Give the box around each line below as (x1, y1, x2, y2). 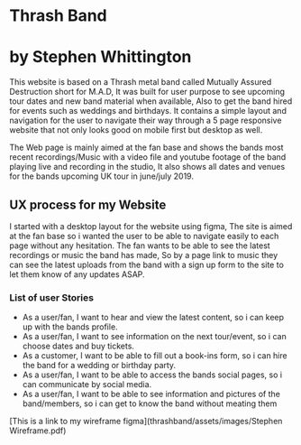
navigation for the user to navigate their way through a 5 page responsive (9, 115, 282, 126)
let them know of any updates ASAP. (9, 268, 146, 280)
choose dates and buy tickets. (22, 340, 135, 352)
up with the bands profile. (22, 321, 119, 332)
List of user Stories (9, 291, 95, 303)
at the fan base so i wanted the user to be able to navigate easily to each (9, 230, 279, 241)
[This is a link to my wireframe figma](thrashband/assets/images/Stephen (9, 416, 283, 427)
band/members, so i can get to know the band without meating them (22, 398, 278, 409)
